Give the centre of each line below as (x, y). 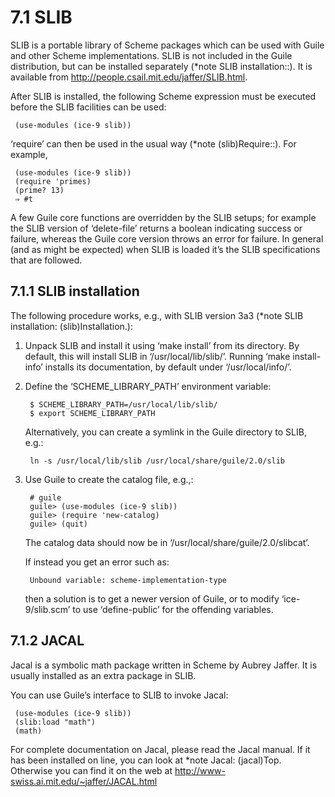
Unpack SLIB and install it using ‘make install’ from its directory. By (162, 345)
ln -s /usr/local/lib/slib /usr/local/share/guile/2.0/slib (157, 461)
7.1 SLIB (41, 17)
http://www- (200, 770)
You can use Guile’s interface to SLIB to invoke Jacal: (119, 695)
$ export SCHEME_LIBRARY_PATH (92, 413)
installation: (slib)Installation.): (71, 326)
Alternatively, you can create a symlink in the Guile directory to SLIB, (165, 432)
